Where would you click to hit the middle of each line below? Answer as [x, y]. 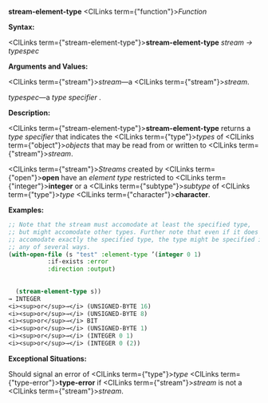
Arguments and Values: [48, 66]
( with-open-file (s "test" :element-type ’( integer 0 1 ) [105, 255]
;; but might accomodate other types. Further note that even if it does [134, 232]
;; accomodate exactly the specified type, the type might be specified [132, 239]
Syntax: [22, 27]
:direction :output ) [81, 269]
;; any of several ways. [49, 247]
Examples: [26, 210]
